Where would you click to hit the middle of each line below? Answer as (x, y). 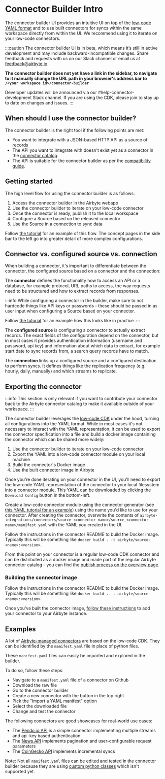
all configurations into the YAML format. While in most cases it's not (74, 424)
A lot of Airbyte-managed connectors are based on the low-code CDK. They (82, 641)
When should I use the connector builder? (71, 119)
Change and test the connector (44, 711)
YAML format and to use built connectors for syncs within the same (73, 28)
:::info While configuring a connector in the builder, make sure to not (74, 301)
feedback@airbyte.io (26, 64)
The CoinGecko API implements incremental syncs (64, 751)
